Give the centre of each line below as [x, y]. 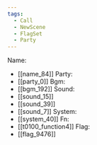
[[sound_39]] [36, 104]
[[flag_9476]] [37, 134]
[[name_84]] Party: [45, 74]
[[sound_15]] [36, 97]
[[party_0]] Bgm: [41, 81]
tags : [15, 14]
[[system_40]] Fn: [43, 119]
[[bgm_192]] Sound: [46, 89]
